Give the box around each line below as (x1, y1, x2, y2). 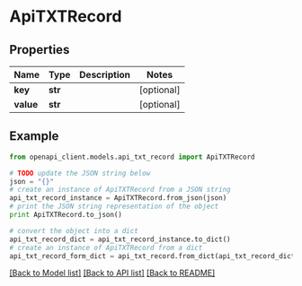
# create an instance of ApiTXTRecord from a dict (9, 243, 203, 252)
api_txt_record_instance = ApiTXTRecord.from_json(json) (9, 194, 227, 203)
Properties (9, 42, 70, 57)
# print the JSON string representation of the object (9, 202, 219, 212)
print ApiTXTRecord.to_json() (9, 211, 123, 220)
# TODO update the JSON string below (9, 169, 151, 178)
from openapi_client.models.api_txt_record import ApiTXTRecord (9, 152, 255, 161)
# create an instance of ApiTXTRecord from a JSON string (9, 186, 231, 195)
